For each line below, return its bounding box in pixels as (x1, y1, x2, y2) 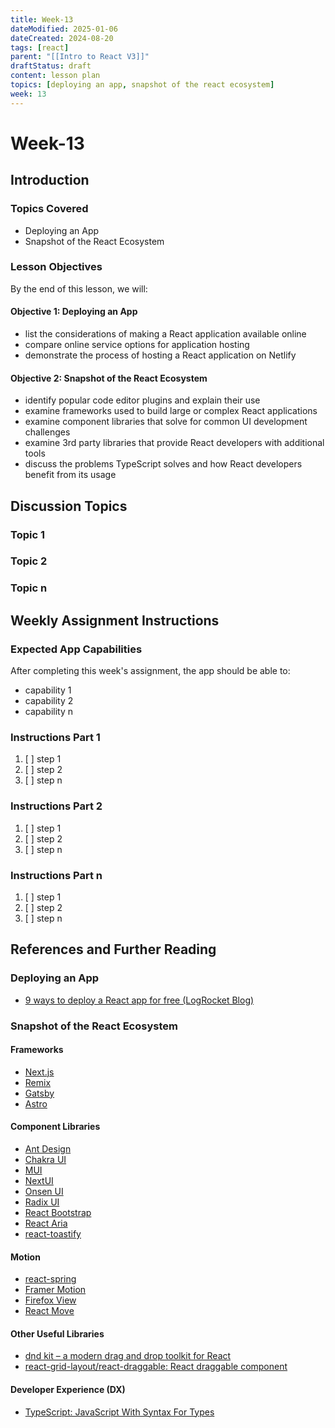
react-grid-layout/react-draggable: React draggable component (24, 1361, 288, 1373)
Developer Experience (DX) (10, 1383, 126, 1395)
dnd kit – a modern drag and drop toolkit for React (24, 1350, 232, 1362)
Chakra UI (24, 1153, 67, 1165)
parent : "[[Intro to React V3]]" (10, 52, 150, 62)
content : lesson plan (10, 71, 101, 81)
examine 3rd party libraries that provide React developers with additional (24, 437, 325, 449)
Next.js (24, 1066, 55, 1078)
